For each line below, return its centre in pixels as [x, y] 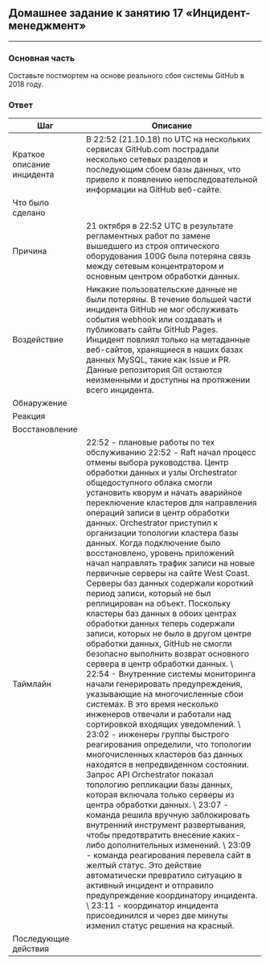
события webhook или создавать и [154, 320]
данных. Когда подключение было [153, 543]
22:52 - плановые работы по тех [150, 442]
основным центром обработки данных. [163, 276]
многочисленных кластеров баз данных [164, 755]
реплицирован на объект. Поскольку [158, 603]
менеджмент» [47, 26]
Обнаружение [40, 404]
